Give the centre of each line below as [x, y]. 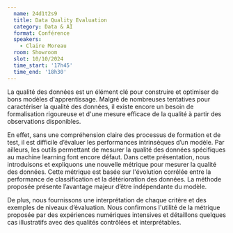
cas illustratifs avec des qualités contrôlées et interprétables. [94, 222]
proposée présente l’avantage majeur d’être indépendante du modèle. [107, 186]
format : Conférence [42, 33]
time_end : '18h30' [40, 72]
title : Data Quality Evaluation [61, 20]
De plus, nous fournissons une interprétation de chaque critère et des [107, 200]
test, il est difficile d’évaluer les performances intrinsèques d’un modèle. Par [116, 142]
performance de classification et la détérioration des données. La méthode [114, 179]
